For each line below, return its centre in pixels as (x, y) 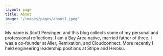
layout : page (18, 10)
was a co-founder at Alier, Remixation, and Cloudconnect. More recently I (79, 43)
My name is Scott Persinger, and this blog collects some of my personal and (82, 33)
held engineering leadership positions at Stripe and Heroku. (65, 48)
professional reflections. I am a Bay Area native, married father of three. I (79, 38)
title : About (18, 14)
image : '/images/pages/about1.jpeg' (42, 19)
